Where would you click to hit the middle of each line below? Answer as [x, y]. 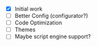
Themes [25, 29]
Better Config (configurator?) [51, 16]
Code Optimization [38, 23]
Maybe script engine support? [53, 37]
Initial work [29, 9]
